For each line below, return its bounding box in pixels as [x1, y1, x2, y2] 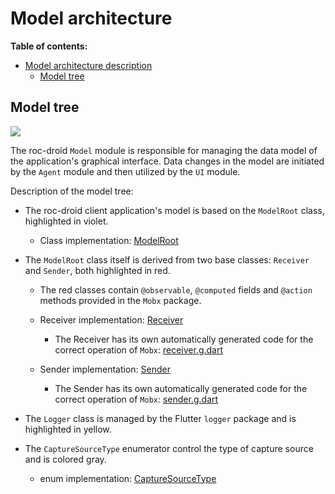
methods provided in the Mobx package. [39, 294, 202, 306]
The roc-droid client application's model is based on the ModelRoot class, [24, 204, 325, 216]
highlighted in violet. [24, 215, 109, 227]
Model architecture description [24, 59, 153, 71]
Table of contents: [10, 40, 88, 52]
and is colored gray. [24, 453, 107, 465]
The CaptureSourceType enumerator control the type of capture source [24, 442, 314, 454]
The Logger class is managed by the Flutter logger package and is [24, 412, 297, 424]
